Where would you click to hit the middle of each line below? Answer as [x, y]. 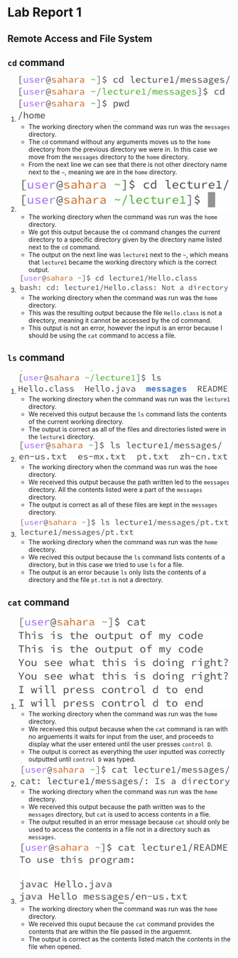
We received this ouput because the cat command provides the [121, 924]
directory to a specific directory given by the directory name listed [125, 239]
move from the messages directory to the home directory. [109, 156]
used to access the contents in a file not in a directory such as [119, 829]
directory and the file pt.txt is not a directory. [96, 580]
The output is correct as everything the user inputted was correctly [126, 751]
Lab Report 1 [44, 12]
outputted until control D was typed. [82, 759]
